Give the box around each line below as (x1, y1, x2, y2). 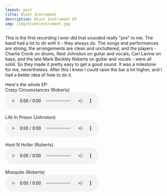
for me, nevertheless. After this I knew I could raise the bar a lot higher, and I (5, 67, 162, 73)
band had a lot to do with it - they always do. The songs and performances (5, 40, 159, 46)
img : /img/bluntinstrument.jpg (5, 21, 70, 26)
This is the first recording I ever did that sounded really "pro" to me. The (5, 35, 153, 41)
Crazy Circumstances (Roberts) (5, 87, 70, 93)
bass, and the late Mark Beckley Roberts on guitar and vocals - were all (5, 56, 152, 62)
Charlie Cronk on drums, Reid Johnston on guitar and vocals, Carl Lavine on (5, 51, 161, 57)
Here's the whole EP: (5, 82, 48, 88)
